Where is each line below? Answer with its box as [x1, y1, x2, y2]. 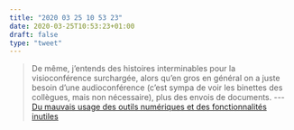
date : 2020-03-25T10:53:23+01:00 [9, 22, 135, 31]
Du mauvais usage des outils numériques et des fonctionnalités [31, 101, 268, 113]
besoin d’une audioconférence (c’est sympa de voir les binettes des [31, 82, 283, 93]
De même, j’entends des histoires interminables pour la [31, 63, 236, 74]
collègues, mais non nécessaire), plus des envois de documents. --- [31, 92, 286, 103]
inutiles [31, 111, 59, 122]
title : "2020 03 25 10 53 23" [9, 13, 124, 23]
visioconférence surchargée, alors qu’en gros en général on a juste [31, 73, 281, 84]
